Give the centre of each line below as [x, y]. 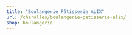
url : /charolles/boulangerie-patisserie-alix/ [66, 17]
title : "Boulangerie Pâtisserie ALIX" [55, 12]
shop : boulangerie [30, 23]
